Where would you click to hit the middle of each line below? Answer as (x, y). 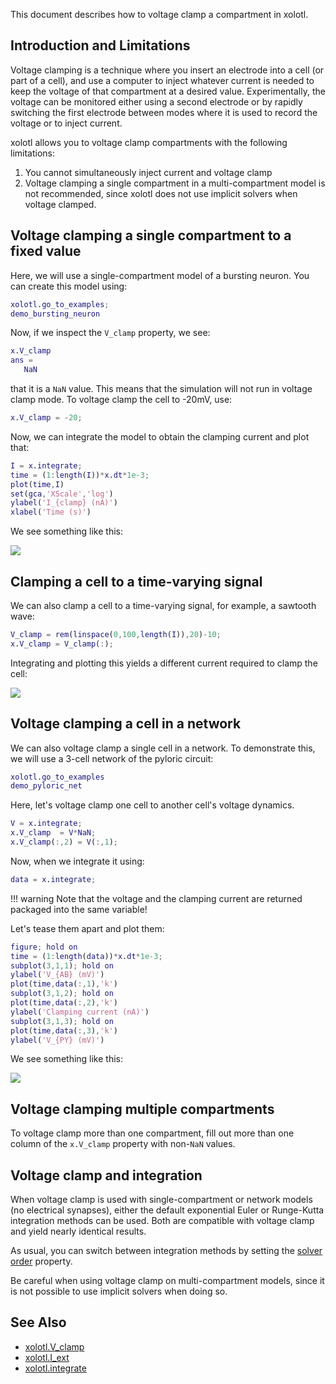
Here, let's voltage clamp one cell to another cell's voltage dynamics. (152, 805)
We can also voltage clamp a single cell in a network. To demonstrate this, (163, 748)
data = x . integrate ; (53, 879)
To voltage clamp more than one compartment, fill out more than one (152, 1133)
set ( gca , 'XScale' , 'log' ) (62, 494)
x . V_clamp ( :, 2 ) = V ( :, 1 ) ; (64, 842)
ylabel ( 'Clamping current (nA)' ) (80, 1012)
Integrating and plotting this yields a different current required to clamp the (164, 663)
